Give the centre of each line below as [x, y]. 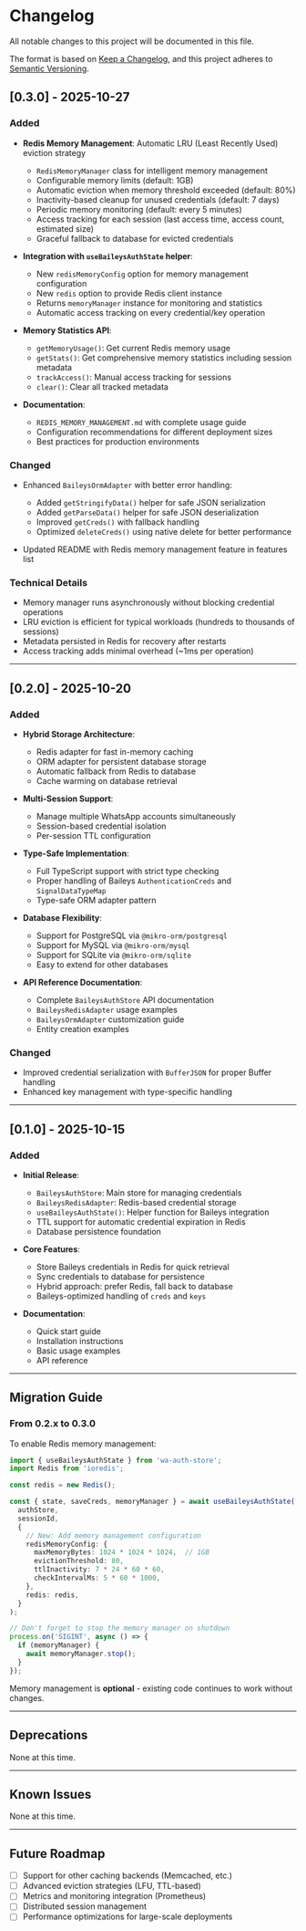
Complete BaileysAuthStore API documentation [125, 999]
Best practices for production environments [118, 441]
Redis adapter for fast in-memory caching [115, 752]
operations [43, 612]
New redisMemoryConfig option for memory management [142, 274]
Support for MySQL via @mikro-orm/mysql [113, 945]
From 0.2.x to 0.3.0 [53, 1424]
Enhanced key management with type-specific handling [127, 1092]
